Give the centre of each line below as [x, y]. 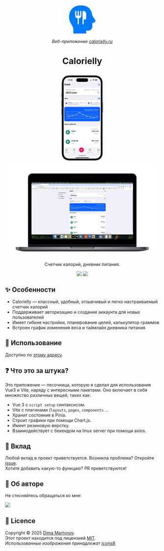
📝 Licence [20, 521]
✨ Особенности [30, 290]
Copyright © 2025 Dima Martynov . [40, 533]
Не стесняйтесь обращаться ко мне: [43, 495]
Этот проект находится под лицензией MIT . [51, 538]
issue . [11, 463]
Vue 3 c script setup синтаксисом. [49, 405]
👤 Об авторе [24, 484]
